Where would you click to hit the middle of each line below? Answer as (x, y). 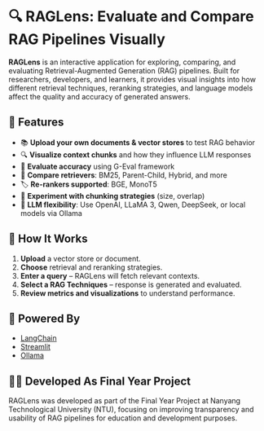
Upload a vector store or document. (80, 258)
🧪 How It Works (48, 239)
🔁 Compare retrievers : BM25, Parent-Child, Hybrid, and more (124, 175)
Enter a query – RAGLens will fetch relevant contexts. (110, 275)
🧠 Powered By (44, 318)
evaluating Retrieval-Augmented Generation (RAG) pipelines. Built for (124, 70)
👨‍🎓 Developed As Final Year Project (100, 381)
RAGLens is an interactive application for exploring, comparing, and (122, 62)
